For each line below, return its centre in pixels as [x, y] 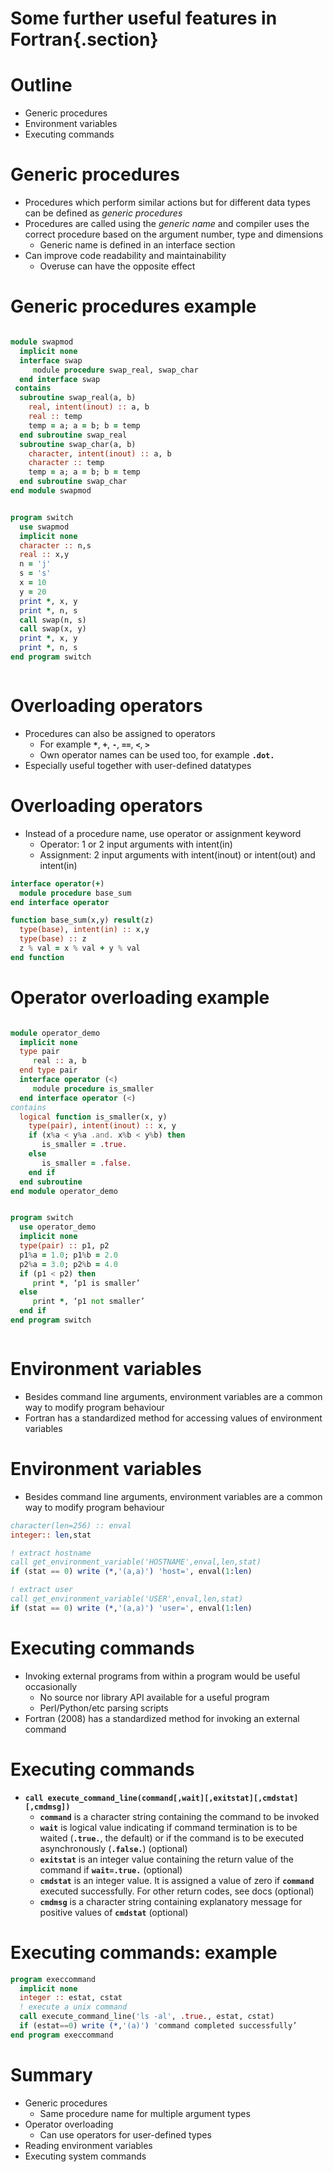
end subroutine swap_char [73, 482]
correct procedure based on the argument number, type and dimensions [174, 234]
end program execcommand [62, 2035]
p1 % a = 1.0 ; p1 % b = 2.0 [68, 1255]
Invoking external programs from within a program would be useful [162, 1676]
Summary [51, 2074]
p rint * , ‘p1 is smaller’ [86, 1283]
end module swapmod [51, 491]
